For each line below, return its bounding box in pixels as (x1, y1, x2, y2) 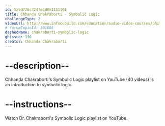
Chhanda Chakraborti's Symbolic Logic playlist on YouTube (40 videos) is (5, 76, 154, 82)
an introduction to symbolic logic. (5, 81, 73, 87)
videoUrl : (5, 21, 26, 26)
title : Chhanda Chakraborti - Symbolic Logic (5, 12, 100, 17)
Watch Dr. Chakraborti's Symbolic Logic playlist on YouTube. (5, 115, 128, 121)
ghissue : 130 (5, 35, 32, 40)
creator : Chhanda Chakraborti (5, 39, 67, 44)
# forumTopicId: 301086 (5, 25, 54, 30)
